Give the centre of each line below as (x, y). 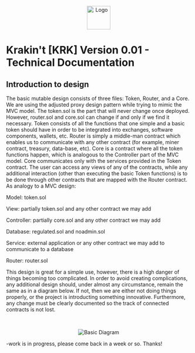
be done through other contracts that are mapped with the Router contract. (97, 180)
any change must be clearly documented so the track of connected (88, 303)
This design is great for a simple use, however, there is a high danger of (93, 272)
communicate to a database (40, 249)
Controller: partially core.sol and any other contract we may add (83, 220)
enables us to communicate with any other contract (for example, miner (93, 142)
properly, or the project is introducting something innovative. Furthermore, (96, 297)
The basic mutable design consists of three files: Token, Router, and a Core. (98, 98)
